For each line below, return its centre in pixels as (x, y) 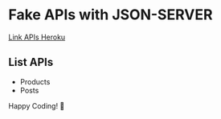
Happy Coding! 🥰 (37, 105)
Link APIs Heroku (37, 37)
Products (35, 81)
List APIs (31, 62)
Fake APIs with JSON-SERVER (110, 15)
